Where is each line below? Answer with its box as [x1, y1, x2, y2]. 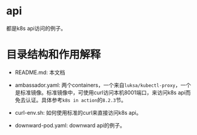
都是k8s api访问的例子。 [6, 24, 66, 32]
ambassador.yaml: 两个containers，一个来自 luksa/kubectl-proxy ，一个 [14, 81, 192, 88]
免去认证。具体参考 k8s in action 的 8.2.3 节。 [14, 96, 127, 103]
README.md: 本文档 [14, 69, 65, 76]
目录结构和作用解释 [6, 48, 101, 62]
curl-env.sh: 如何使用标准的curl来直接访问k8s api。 [14, 109, 142, 116]
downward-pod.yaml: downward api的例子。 [14, 121, 126, 129]
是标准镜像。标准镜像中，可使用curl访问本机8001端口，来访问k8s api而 [14, 88, 191, 96]
